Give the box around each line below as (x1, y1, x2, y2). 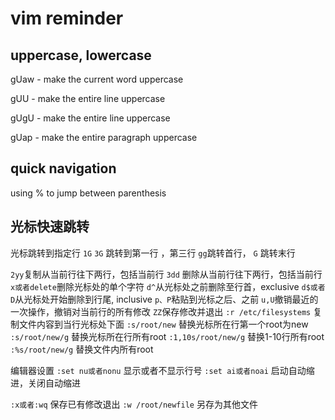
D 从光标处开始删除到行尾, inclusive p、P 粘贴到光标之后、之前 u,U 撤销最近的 (10, 293, 319, 305)
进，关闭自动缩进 (10, 377, 81, 389)
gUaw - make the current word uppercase (10, 73, 184, 85)
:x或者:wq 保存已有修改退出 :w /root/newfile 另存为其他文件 (10, 398, 258, 410)
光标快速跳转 (10, 218, 90, 236)
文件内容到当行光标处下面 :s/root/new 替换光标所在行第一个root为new (18, 318, 309, 330)
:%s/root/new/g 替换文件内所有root (10, 343, 154, 355)
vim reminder (10, 7, 124, 30)
